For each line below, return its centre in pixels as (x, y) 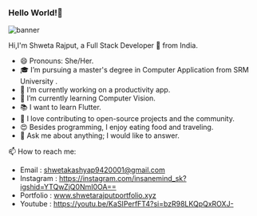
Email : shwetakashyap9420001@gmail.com (92, 170)
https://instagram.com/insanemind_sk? (123, 179)
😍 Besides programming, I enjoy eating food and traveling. (117, 128)
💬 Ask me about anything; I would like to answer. (99, 135)
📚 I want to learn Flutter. (60, 108)
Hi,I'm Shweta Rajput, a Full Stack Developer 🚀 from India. (103, 45)
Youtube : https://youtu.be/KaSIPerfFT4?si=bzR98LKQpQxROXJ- (127, 204)
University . (39, 81)
